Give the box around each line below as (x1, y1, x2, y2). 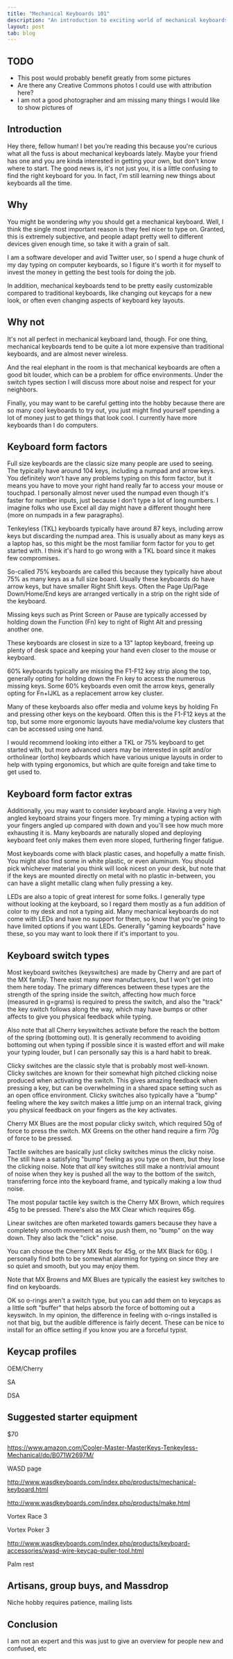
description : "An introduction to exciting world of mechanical (7, 17, 197, 24)
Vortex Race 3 (7, 1512, 48, 1520)
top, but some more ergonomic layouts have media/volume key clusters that (7, 718, 224, 726)
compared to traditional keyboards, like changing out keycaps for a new (7, 289, 212, 297)
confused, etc (7, 1644, 47, 1653)
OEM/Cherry (7, 1364, 44, 1373)
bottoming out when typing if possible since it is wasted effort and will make (7, 1040, 225, 1049)
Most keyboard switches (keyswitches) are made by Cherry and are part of (7, 968, 222, 976)
